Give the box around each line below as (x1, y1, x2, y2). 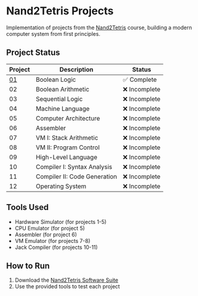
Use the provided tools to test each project (14, 283, 120, 290)
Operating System (35, 182, 86, 190)
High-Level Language (35, 153, 97, 161)
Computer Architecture (35, 114, 100, 122)
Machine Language (35, 104, 90, 113)
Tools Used (6, 202, 49, 212)
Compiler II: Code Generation (35, 172, 117, 180)
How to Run (6, 261, 50, 271)
